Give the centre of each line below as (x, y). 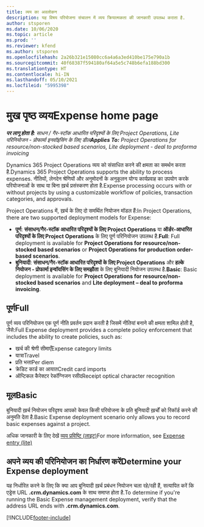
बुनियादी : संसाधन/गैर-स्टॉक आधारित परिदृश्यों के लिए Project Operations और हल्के (100, 262)
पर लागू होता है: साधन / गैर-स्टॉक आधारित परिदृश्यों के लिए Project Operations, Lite (93, 133)
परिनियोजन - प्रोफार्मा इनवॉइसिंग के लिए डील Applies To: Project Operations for (91, 140)
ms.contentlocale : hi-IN (38, 74)
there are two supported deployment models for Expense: (79, 218)
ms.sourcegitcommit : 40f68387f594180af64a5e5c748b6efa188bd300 (88, 63)
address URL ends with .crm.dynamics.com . (63, 506)
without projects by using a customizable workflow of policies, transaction (100, 192)
